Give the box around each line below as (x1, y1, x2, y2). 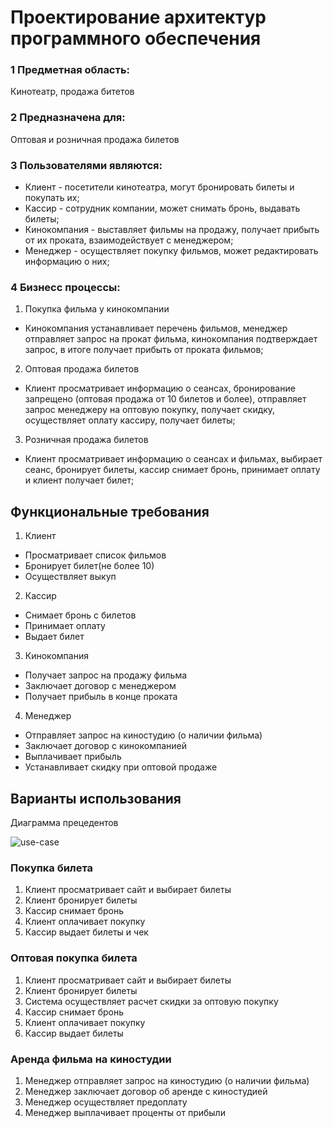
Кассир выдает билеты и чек (24, 926, 149, 938)
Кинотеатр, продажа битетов (10, 86, 135, 98)
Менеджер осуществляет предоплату (24, 1096, 188, 1108)
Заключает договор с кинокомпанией (24, 740, 187, 752)
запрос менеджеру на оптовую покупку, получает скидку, (24, 404, 276, 416)
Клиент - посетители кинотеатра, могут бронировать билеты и (24, 181, 295, 193)
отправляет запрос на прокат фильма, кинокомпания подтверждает (24, 333, 318, 345)
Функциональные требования (10, 503, 210, 520)
